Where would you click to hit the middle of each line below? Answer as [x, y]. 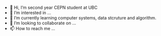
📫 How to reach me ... [32, 28]
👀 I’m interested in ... [30, 13]
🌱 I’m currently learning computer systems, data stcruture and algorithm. [83, 18]
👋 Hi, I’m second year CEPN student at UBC [54, 8]
